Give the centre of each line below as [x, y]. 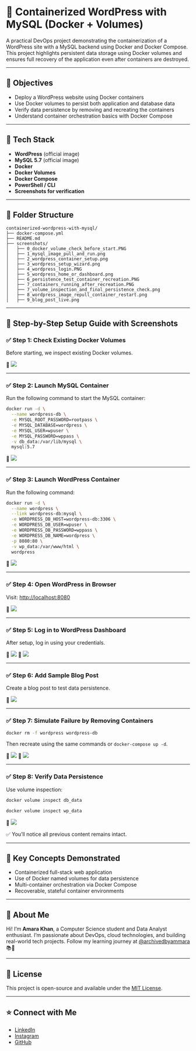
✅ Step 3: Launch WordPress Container [63, 480]
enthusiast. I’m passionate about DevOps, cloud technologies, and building [96, 935]
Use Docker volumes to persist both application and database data [94, 103]
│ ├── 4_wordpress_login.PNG [44, 269]
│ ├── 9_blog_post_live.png [43, 300]
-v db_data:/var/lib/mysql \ [47, 442]
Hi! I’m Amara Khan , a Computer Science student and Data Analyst [87, 929]
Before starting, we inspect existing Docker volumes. [69, 353]
